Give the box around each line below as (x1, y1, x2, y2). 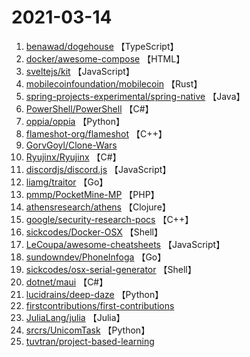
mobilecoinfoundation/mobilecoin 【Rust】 (25, 77, 203, 90)
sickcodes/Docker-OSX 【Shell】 (25, 226, 163, 238)
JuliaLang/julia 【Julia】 (25, 311, 126, 323)
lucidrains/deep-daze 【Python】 (25, 288, 164, 300)
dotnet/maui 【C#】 (25, 276, 109, 288)
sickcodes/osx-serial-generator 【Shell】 (25, 263, 197, 275)
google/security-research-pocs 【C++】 (25, 213, 194, 225)
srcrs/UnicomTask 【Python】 (25, 324, 151, 336)
